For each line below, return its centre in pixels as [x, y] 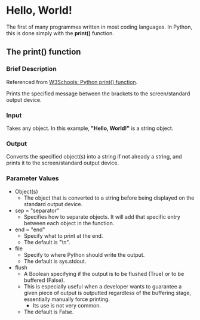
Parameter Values [33, 178]
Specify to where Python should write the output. [84, 254]
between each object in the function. [69, 223]
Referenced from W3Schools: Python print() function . [72, 82]
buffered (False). [44, 280]
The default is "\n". [47, 242]
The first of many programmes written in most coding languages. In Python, [99, 27]
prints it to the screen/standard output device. [63, 163]
